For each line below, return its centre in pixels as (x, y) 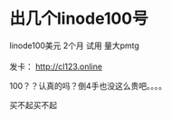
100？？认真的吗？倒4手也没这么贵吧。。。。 (88, 85)
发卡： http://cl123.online (56, 66)
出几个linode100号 (79, 19)
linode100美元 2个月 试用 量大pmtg (75, 45)
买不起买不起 (33, 104)
